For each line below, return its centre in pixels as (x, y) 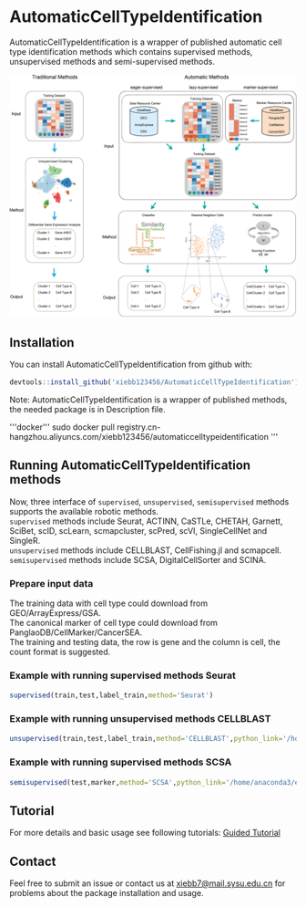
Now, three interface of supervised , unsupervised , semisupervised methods (149, 501)
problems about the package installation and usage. (107, 893)
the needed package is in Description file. (87, 409)
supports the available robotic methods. (84, 511)
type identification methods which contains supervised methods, (131, 51)
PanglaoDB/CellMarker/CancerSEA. (76, 632)
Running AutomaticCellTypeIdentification (130, 466)
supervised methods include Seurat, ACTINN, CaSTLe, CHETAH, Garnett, (146, 521)
